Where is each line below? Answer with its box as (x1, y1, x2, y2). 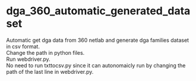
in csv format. (6, 43, 40, 50)
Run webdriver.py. (6, 55, 50, 63)
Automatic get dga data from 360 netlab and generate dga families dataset (6, 36, 189, 43)
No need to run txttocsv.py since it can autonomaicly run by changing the (6, 61, 186, 69)
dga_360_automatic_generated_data (6, 4, 191, 18)
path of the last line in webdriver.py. (6, 68, 94, 75)
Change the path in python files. (6, 49, 85, 56)
